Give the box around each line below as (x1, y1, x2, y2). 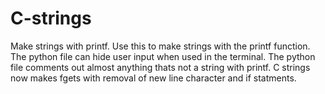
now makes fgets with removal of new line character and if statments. (10, 72, 297, 84)
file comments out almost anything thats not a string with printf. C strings (10, 61, 311, 73)
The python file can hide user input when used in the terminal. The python (10, 50, 316, 62)
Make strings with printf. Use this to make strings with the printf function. (10, 40, 311, 52)
